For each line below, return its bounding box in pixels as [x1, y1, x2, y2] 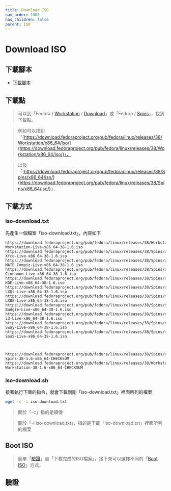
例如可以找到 [17, 128, 45, 134]
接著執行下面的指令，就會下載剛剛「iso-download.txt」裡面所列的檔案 [5, 389, 153, 395]
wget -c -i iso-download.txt [5, 399, 67, 404]
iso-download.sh [5, 377, 48, 384]
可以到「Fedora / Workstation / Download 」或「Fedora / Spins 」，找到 [17, 111, 164, 117]
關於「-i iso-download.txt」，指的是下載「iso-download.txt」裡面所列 [17, 420, 163, 426]
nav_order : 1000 [5, 12, 40, 17]
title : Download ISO [5, 7, 49, 13]
